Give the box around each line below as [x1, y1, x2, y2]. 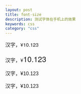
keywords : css [5, 21, 35, 27]
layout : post [5, 7, 33, 13]
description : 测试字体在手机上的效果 [5, 17, 76, 22]
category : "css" [5, 26, 39, 31]
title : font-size [5, 12, 42, 17]
